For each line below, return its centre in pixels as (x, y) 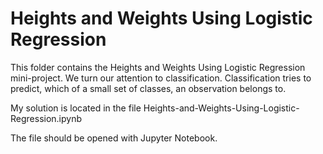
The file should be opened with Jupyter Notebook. (114, 138)
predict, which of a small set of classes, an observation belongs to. (148, 88)
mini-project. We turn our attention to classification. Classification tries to (161, 78)
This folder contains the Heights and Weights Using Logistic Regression (158, 67)
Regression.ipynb (46, 118)
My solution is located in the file (76, 108)
